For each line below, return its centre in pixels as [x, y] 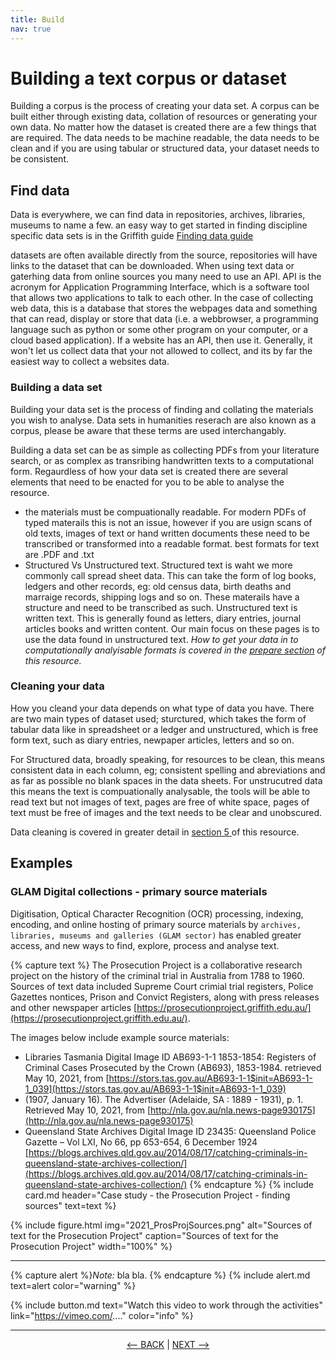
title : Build [37, 19]
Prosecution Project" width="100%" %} [91, 1246]
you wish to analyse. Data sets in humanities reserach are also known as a [163, 420]
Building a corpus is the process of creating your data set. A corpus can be [165, 106]
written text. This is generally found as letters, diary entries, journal [163, 618]
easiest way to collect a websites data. [90, 362]
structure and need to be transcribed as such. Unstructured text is [161, 607]
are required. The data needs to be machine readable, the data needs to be [165, 138]
